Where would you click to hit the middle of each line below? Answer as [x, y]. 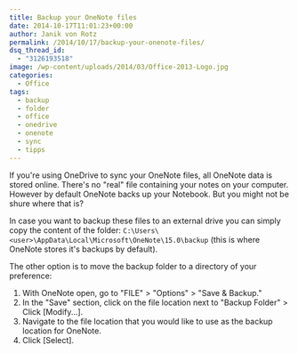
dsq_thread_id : [37, 51]
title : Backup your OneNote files [73, 17]
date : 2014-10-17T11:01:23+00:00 [71, 26]
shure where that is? [47, 203]
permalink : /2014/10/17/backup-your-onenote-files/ [107, 42]
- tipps [32, 149]
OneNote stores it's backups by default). [84, 249]
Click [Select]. [48, 340]
